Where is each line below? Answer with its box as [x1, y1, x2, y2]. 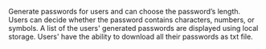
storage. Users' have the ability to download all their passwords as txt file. [8, 32, 253, 41]
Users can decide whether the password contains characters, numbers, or [8, 15, 255, 24]
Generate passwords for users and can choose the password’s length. [8, 7, 241, 16]
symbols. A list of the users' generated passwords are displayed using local [8, 24, 259, 32]
